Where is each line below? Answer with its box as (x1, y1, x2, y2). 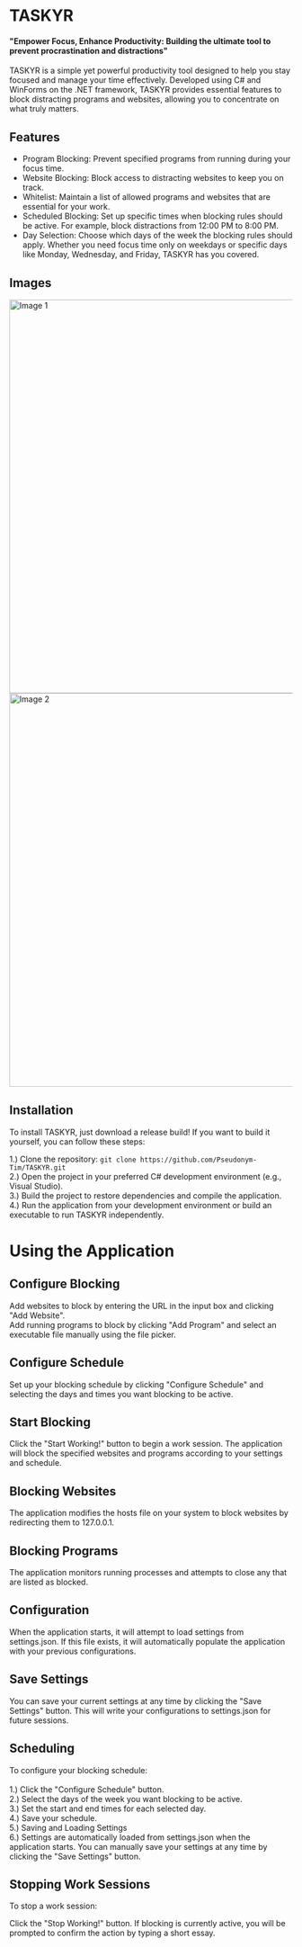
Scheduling (9, 1741, 75, 1756)
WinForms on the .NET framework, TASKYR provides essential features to (9, 85, 282, 95)
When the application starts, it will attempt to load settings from (9, 1626, 244, 1637)
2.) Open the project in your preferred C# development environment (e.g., (9, 1171, 282, 1181)
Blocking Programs (9, 1543, 119, 1558)
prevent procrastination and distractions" (9, 45, 168, 56)
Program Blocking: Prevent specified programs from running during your (22, 154, 291, 165)
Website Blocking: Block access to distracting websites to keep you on (22, 173, 285, 184)
